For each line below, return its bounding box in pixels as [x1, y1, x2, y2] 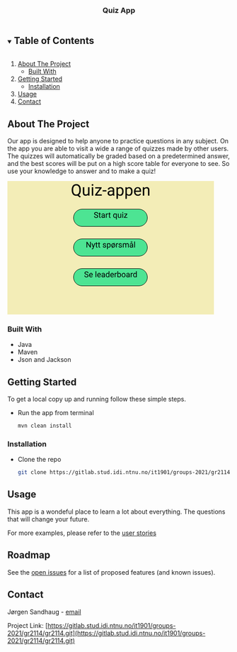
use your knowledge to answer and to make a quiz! [7, 167, 156, 175]
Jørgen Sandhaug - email [7, 607, 81, 616]
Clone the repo [17, 455, 62, 464]
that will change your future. [7, 514, 90, 523]
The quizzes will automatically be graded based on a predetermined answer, [7, 151, 230, 160]
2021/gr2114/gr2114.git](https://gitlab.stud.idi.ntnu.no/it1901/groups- [7, 629, 206, 637]
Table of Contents [13, 34, 94, 47]
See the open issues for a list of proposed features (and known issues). [7, 568, 216, 576]
